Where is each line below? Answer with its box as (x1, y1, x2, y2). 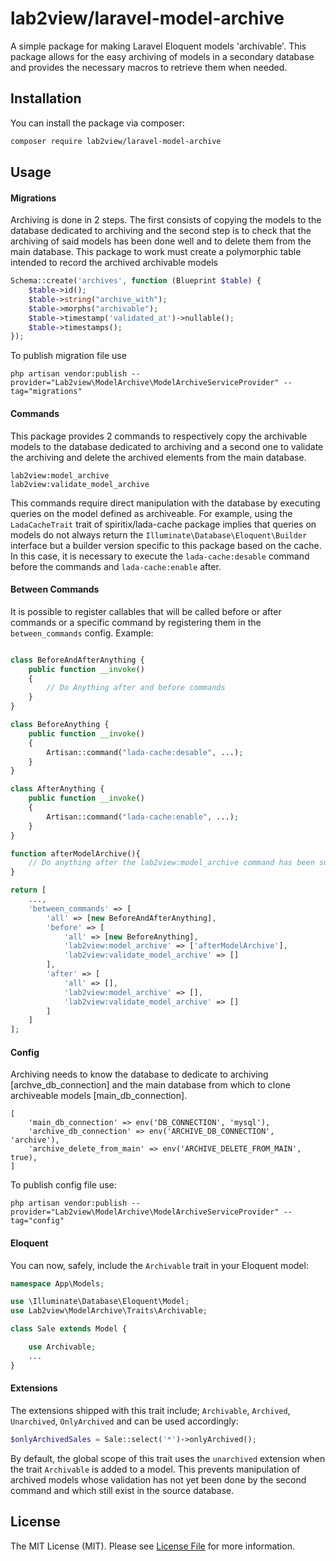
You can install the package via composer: (10, 117, 185, 129)
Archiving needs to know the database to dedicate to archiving (10, 1068, 269, 1081)
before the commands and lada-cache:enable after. (10, 560, 222, 572)
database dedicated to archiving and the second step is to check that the (10, 225, 312, 237)
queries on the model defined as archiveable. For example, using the (10, 507, 293, 519)
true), (10, 1153, 38, 1163)
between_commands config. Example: (10, 627, 154, 639)
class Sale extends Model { (10, 1324, 128, 1334)
